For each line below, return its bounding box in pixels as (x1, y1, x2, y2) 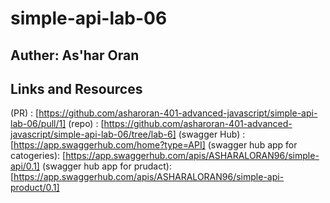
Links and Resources (10, 80, 143, 97)
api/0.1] (10, 160, 40, 172)
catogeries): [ (10, 150, 67, 162)
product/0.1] (10, 182, 60, 194)
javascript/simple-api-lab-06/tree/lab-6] (10, 128, 177, 141)
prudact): (133, 160, 172, 172)
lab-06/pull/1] (10, 118, 67, 130)
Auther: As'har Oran (10, 47, 140, 64)
